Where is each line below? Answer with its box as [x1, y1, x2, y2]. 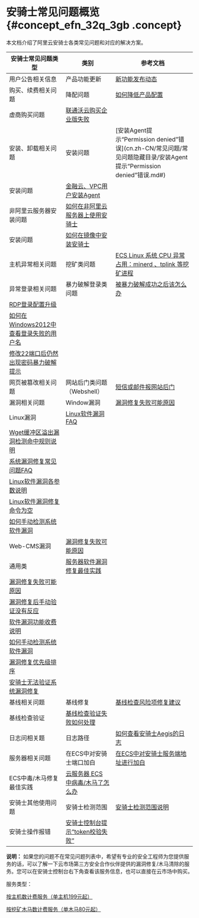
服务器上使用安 [65, 211, 108, 219]
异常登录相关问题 [9, 284, 57, 293]
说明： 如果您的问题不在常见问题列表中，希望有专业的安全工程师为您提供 [6, 853, 184, 860]
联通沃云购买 [65, 106, 102, 114]
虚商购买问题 [9, 111, 46, 119]
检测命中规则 [15, 437, 52, 445]
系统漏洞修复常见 [9, 457, 57, 465]
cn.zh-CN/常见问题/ [126, 144, 182, 152]
